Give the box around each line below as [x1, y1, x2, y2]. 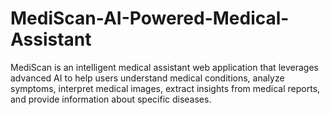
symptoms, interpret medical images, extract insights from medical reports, [10, 82, 321, 94]
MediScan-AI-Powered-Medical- [10, 7, 290, 30]
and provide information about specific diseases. [10, 93, 212, 105]
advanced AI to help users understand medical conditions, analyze [10, 72, 285, 84]
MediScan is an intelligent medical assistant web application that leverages [10, 61, 319, 73]
